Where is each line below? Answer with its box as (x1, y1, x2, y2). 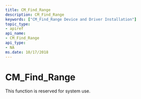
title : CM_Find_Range (5, 7, 51, 13)
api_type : (5, 40, 26, 45)
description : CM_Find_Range (5, 12, 65, 17)
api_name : (5, 31, 26, 36)
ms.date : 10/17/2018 (5, 49, 49, 55)
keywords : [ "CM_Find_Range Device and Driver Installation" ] (5, 17, 137, 22)
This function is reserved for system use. (5, 88, 91, 94)
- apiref (5, 26, 24, 31)
